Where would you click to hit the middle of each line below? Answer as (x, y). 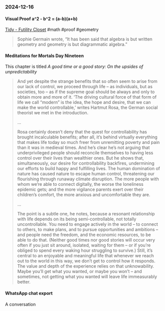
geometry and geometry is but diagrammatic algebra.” (72, 44)
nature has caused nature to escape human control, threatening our (86, 174)
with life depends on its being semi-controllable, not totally (77, 219)
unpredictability (21, 72)
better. (24, 282)
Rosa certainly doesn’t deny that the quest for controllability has (82, 132)
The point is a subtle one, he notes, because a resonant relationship (86, 214)
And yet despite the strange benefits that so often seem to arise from (87, 81)
